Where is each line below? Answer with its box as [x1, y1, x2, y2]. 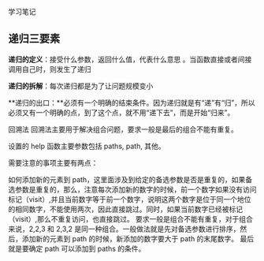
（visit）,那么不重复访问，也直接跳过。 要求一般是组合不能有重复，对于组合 [8, 214, 254, 223]
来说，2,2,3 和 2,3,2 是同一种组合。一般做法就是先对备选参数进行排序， [8, 224, 240, 233]
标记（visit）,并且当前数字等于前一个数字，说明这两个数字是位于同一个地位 [8, 194, 251, 203]
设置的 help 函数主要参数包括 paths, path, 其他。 [8, 141, 165, 151]
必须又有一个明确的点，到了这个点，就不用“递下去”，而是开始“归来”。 [8, 107, 235, 117]
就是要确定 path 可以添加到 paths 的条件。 [8, 244, 146, 253]
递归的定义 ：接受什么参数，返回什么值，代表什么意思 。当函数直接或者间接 [8, 54, 252, 64]
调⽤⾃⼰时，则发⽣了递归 [8, 64, 91, 73]
